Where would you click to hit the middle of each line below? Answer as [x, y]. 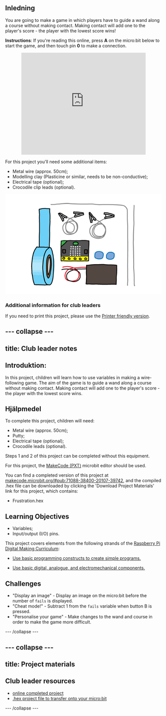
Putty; [18, 436]
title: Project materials [40, 664]
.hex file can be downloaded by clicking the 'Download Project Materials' [80, 486]
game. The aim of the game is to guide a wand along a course [88, 383]
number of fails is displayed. [42, 601]
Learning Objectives [37, 516]
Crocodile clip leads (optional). [44, 187]
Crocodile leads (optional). [40, 446]
